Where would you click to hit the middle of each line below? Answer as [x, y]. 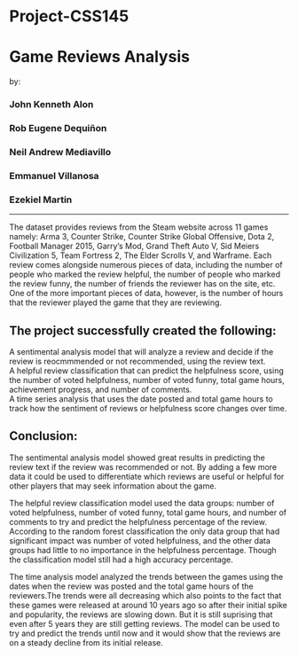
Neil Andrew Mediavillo [60, 152]
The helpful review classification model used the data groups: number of [142, 503]
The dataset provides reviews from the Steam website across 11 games [139, 227]
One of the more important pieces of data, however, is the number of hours [146, 293]
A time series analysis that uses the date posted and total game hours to [141, 399]
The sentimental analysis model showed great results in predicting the [137, 458]
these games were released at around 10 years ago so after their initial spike [149, 605]
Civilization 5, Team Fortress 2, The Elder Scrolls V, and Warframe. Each [141, 255]
